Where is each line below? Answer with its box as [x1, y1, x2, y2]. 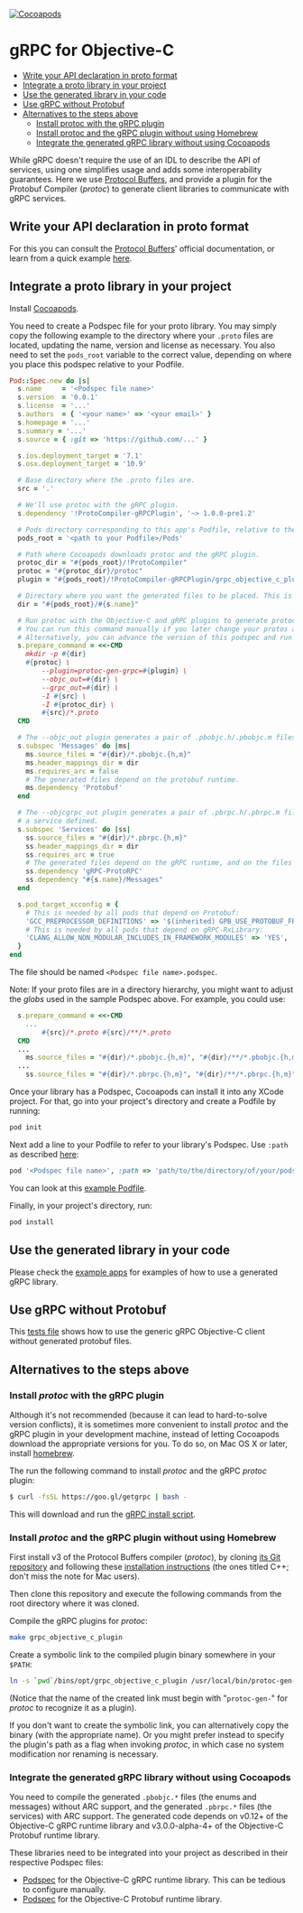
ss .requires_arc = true [25, 850, 115, 859]
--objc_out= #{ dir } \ [41, 674, 119, 683]
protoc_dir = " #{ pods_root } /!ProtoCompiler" [17, 558, 188, 568]
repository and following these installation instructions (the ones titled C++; [9, 1562, 289, 1573]
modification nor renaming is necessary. [9, 1748, 160, 1760]
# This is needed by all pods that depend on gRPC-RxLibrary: [25, 925, 264, 934]
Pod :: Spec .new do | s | [9, 376, 91, 385]
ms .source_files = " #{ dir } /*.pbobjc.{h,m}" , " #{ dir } [25, 1053, 228, 1063]
